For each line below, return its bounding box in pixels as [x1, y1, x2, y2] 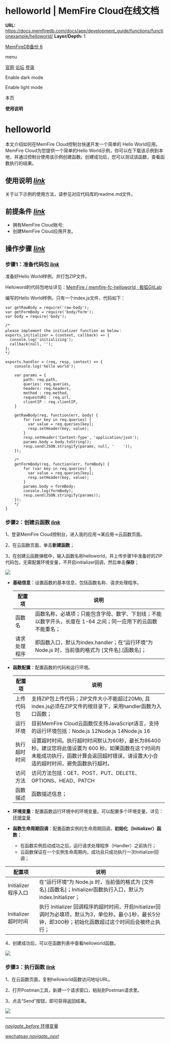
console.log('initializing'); [10, 337, 73, 343]
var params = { [14, 373, 47, 378]
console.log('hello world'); [14, 364, 76, 369]
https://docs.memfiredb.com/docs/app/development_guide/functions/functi [5, 27, 163, 34]
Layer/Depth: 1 [54, 33, 86, 39]
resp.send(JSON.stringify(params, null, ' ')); [23, 444, 133, 449]
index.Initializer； [39, 894, 80, 901]
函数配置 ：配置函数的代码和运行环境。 [12, 664, 93, 670]
